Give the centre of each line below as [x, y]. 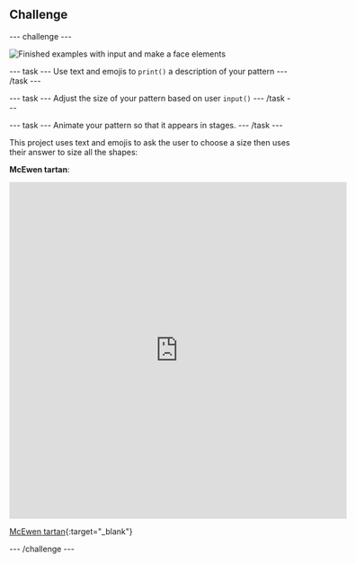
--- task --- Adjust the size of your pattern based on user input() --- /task [147, 98]
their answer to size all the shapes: [74, 152]
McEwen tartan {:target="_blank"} [71, 531]
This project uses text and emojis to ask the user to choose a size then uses [150, 142]
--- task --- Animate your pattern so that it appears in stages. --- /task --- [146, 125]
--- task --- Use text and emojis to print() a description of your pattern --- [148, 71]
